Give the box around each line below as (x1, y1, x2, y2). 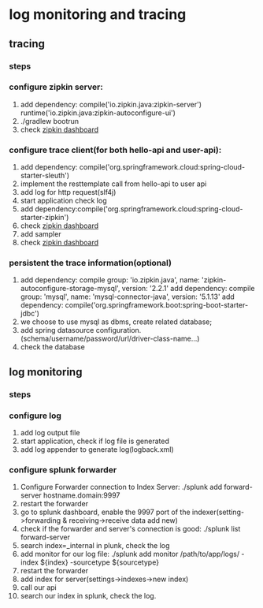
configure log (9, 410, 62, 421)
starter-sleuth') (20, 171, 70, 181)
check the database (20, 342, 85, 352)
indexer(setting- (192, 507, 245, 517)
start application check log (20, 196, 107, 206)
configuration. (95, 326, 142, 335)
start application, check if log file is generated (20, 436, 170, 446)
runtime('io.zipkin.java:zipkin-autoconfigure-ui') (20, 108, 176, 117)
